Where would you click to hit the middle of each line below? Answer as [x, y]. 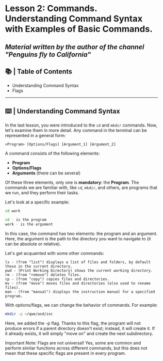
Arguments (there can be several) [46, 173]
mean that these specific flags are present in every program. [65, 353]
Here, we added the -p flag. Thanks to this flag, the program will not [73, 323]
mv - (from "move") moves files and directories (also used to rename [78, 283]
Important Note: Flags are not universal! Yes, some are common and [73, 343]
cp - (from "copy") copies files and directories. [57, 279]
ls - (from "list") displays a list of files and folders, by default [78, 262]
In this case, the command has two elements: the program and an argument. [81, 234]
